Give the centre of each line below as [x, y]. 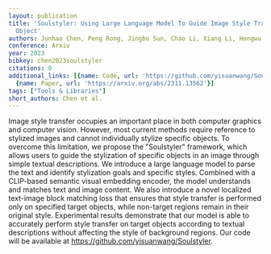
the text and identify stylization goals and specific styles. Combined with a [132, 173]
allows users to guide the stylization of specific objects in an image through [134, 156]
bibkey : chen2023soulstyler [56, 61]
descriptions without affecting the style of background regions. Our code [130, 233]
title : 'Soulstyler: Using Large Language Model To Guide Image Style [129, 23]
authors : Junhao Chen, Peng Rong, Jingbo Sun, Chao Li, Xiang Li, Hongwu [135, 38]
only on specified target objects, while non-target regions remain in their [129, 207]
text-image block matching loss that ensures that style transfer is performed [135, 198]
